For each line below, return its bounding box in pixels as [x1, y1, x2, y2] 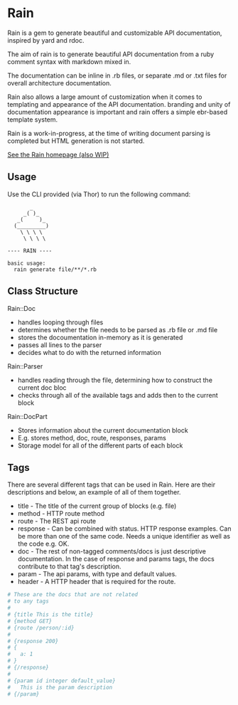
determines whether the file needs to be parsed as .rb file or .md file [17, 325, 218, 334]
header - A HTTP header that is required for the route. [17, 578, 176, 586]
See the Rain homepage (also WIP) [7, 150, 109, 159]
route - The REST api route [17, 517, 97, 526]
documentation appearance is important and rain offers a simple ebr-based [7, 107, 228, 116]
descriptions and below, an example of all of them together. [7, 488, 181, 497]
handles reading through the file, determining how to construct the [17, 376, 213, 384]
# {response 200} [7, 637, 59, 645]
